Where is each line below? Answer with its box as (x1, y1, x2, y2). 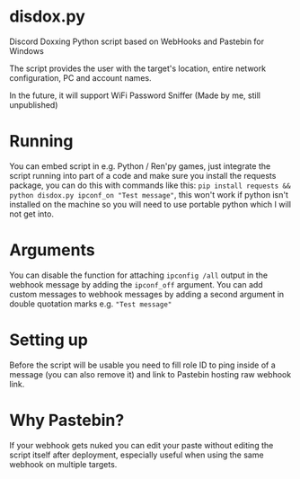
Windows (9, 45, 45, 56)
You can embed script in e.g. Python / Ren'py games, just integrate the (9, 160, 271, 172)
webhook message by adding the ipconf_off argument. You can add (9, 279, 263, 289)
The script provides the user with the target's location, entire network (9, 63, 267, 74)
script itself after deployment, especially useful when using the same (9, 449, 264, 460)
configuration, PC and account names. (9, 72, 152, 83)
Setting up (9, 330, 88, 350)
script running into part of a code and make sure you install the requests (9, 170, 277, 181)
